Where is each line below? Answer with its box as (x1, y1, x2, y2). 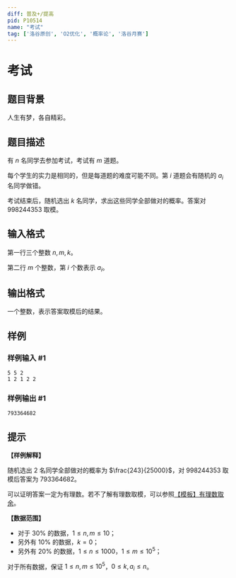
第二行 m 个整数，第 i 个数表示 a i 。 (7, 263, 109, 273)
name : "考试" (7, 23, 44, 30)
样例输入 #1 (7, 353, 46, 363)
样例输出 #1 (7, 393, 46, 403)
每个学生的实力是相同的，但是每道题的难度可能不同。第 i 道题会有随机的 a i (7, 171, 224, 181)
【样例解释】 (7, 451, 45, 460)
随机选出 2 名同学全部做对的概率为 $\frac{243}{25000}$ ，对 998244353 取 (7, 466, 229, 475)
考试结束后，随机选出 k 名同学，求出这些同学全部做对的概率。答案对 (7, 196, 206, 205)
